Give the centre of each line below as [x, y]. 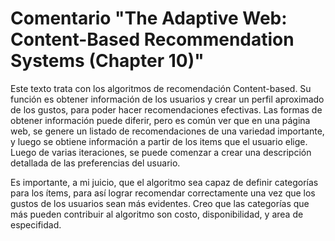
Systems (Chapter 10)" [107, 61]
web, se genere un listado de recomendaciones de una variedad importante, [167, 131]
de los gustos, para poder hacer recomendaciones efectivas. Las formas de [166, 109]
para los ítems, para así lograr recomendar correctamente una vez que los [163, 193]
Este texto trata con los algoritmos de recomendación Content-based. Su [161, 88]
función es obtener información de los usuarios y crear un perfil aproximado [167, 99]
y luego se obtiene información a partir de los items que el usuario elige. [159, 141]
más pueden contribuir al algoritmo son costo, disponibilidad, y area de [157, 214]
